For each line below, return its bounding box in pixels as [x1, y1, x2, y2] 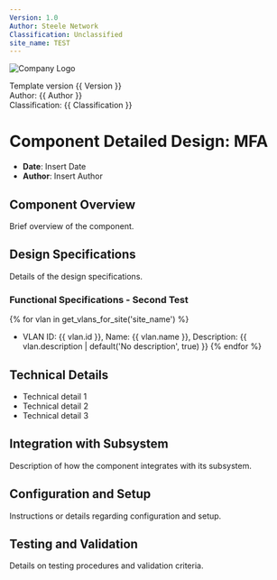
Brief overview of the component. [9, 221, 134, 231]
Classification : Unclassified [9, 30, 124, 39]
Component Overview [9, 197, 136, 212]
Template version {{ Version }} [9, 80, 122, 91]
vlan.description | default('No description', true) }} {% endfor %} [22, 341, 263, 352]
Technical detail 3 [22, 410, 88, 420]
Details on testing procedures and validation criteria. [9, 560, 204, 571]
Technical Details [9, 367, 109, 382]
